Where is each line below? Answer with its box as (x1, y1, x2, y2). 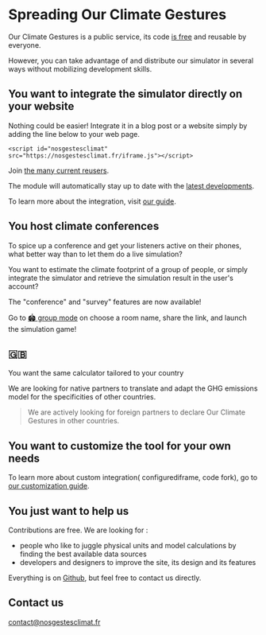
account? (8, 281, 39, 291)
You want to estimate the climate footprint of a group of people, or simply (8, 264, 249, 274)
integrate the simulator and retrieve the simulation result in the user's (8, 273, 234, 282)
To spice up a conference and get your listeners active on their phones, (8, 240, 242, 250)
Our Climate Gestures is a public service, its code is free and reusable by (8, 32, 247, 41)
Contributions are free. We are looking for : (8, 525, 148, 535)
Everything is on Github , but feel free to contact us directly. (8, 573, 202, 582)
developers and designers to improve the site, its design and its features (19, 558, 256, 567)
